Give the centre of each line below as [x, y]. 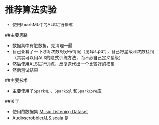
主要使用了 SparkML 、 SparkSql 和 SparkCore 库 [57, 91]
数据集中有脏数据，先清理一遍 [42, 45]
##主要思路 [16, 35]
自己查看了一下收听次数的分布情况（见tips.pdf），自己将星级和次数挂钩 [83, 51]
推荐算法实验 [31, 10]
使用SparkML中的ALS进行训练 [43, 25]
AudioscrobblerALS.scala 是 [40, 118]
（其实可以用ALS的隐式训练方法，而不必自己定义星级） [68, 57]
